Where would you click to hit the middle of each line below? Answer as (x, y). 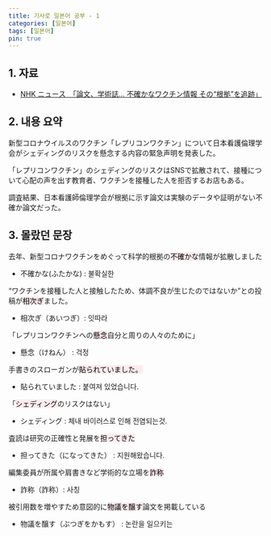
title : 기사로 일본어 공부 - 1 (54, 16)
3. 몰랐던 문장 (40, 235)
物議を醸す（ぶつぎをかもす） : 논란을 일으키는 (96, 523)
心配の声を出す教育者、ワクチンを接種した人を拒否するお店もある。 (135, 180)
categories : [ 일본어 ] (42, 23)
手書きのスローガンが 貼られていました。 (75, 369)
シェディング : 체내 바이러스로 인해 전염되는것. (94, 421)
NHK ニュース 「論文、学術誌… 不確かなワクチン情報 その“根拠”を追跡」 (141, 94)
